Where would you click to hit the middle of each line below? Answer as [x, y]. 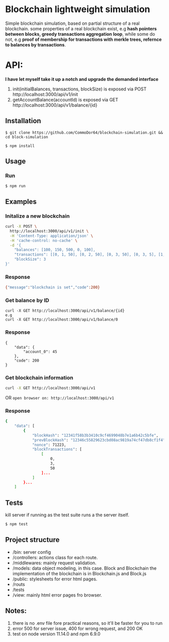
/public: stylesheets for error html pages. [55, 579]
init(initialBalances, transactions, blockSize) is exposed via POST [79, 89]
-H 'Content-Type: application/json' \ [52, 236]
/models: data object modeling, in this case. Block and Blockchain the [84, 568]
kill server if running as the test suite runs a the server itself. [67, 515]
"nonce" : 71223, [49, 445]
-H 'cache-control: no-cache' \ [44, 240]
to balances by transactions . [36, 44]
